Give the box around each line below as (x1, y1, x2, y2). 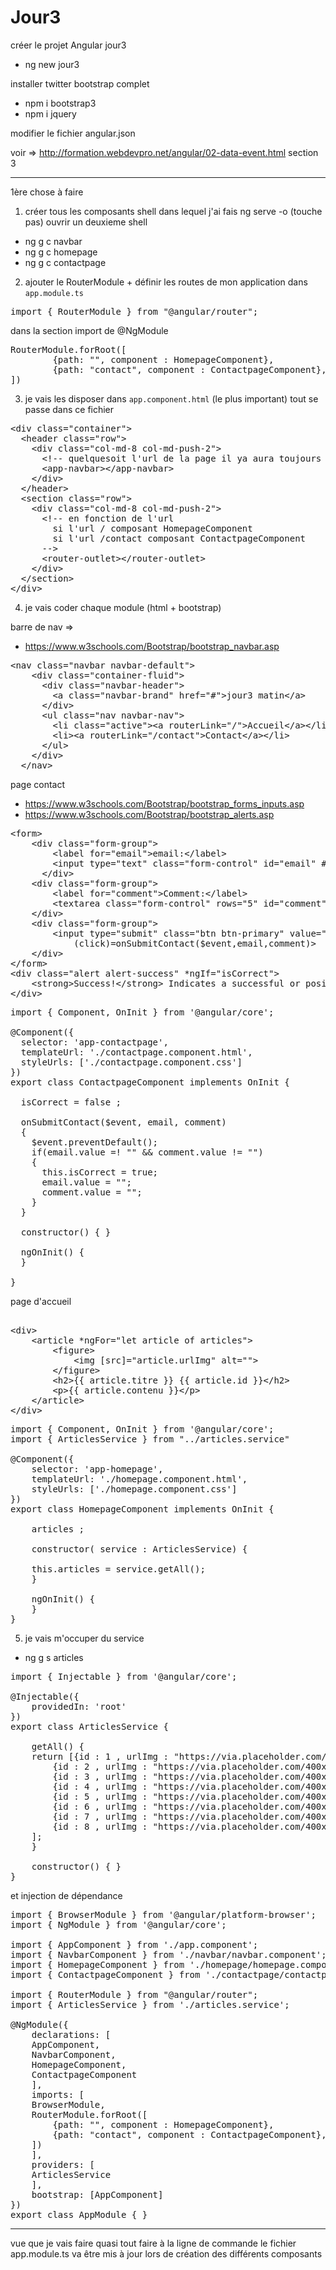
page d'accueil (10, 1295, 72, 1307)
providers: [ (31, 2159, 95, 2170)
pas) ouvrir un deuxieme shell (24, 216, 148, 228)
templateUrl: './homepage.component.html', (31, 1473, 248, 1485)
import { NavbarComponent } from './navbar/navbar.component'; (10, 1949, 327, 1960)
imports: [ (31, 2089, 85, 2100)
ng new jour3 (24, 58, 80, 70)
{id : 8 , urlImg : (52, 1821, 148, 1832)
